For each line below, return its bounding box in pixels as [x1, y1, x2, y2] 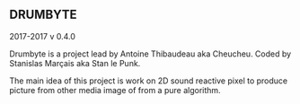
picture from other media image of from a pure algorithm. [9, 84, 222, 95]
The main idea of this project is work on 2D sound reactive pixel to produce [9, 75, 288, 86]
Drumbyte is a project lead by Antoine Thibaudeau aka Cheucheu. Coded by [9, 48, 292, 59]
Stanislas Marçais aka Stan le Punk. [9, 57, 141, 68]
